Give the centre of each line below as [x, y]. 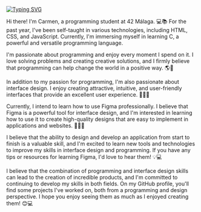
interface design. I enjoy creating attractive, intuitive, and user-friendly [94, 88]
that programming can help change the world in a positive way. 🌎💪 [90, 68]
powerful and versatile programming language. [65, 43]
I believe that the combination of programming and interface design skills [97, 171]
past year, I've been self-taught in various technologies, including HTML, [97, 30]
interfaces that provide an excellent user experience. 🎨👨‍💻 [78, 95]
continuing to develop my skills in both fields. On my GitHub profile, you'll [98, 184]
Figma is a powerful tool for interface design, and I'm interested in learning [99, 113]
